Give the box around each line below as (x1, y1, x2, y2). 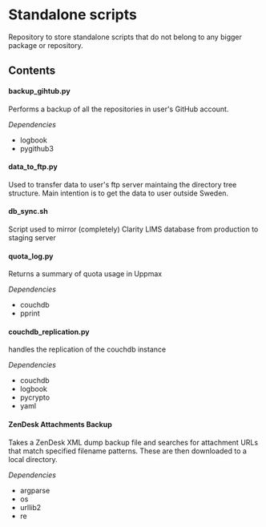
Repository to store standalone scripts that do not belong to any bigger (8, 32, 242, 42)
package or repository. (8, 40, 83, 50)
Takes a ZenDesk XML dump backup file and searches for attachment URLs (8, 437, 259, 447)
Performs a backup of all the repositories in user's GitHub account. (8, 104, 229, 114)
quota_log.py (8, 251, 54, 261)
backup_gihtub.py (8, 86, 71, 95)
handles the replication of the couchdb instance (8, 344, 167, 354)
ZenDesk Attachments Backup (8, 419, 112, 429)
